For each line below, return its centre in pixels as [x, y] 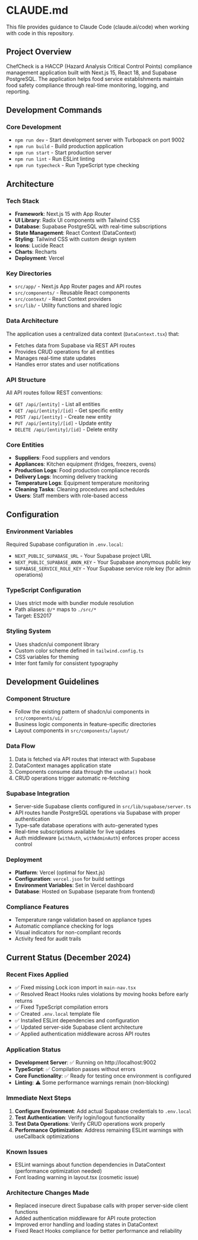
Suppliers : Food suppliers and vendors [63, 458]
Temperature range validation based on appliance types [83, 920]
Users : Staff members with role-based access [71, 496]
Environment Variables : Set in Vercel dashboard [74, 885]
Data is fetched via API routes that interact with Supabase [85, 759]
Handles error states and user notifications [67, 364]
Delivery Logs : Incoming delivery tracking [66, 477]
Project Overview [39, 52]
